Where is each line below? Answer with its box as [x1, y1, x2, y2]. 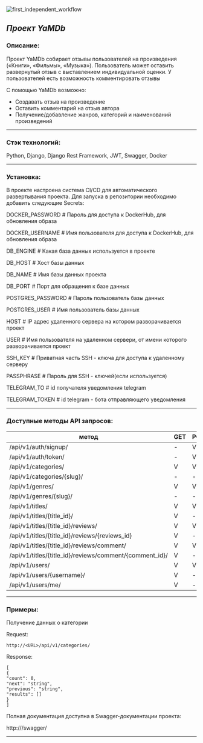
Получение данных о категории [6, 619, 88, 626]
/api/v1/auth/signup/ [9, 442, 68, 451]
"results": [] [6, 691, 42, 697]
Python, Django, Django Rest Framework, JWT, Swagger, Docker [6, 152, 168, 159]
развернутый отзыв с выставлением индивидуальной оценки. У [6, 68, 172, 75]
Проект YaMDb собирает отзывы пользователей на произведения [6, 55, 177, 62]
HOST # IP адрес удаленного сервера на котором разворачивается [6, 318, 181, 325]
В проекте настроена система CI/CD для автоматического [6, 187, 158, 194]
